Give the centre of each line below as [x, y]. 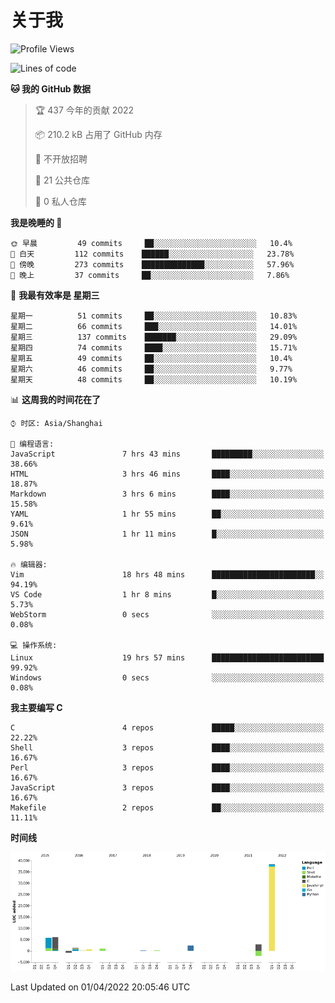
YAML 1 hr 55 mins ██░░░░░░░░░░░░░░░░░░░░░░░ [167, 514]
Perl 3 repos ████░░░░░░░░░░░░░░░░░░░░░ [167, 767]
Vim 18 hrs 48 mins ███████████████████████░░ [167, 574]
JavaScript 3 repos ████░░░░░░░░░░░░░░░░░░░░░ [167, 787]
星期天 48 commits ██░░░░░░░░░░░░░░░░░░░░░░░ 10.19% [154, 379]
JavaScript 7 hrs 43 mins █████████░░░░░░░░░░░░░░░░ [167, 454]
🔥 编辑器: [29, 564]
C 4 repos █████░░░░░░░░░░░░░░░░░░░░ [167, 727]
